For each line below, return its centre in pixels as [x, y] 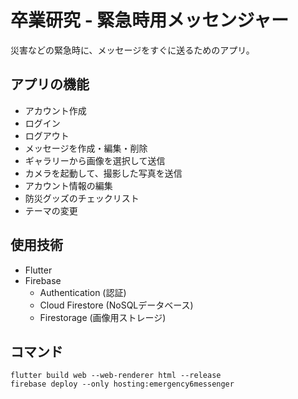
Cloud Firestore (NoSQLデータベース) [116, 305]
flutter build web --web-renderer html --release [116, 376]
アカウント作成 [55, 110]
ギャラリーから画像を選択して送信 [95, 160]
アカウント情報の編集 [68, 185]
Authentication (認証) [83, 292]
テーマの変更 [51, 210]
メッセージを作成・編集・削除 [86, 148]
